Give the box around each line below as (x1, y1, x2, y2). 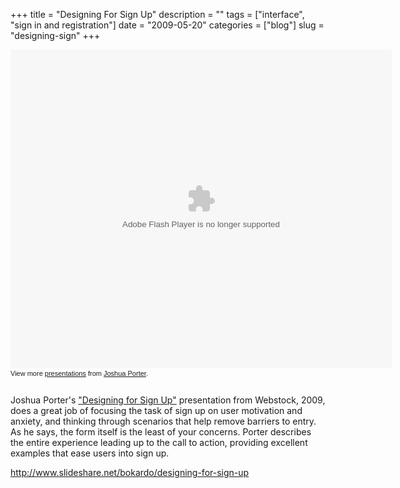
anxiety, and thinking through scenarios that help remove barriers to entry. (10, 415, 317, 427)
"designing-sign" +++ (10, 30, 101, 41)
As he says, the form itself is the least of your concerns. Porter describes (10, 426, 312, 438)
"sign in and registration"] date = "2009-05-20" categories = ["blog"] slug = (10, 19, 325, 31)
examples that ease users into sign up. (10, 447, 170, 459)
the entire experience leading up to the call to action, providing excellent (10, 437, 308, 448)
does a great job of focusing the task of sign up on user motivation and (10, 405, 303, 416)
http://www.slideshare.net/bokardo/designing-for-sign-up (10, 467, 250, 478)
